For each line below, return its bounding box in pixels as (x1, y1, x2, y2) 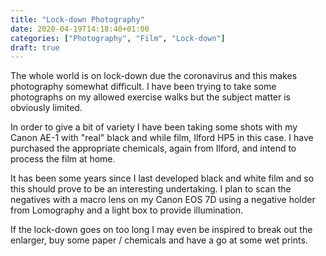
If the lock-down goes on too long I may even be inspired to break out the (10, 224, 313, 236)
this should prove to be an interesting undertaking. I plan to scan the (10, 183, 292, 195)
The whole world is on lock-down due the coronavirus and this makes (10, 70, 298, 82)
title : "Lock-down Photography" (10, 14, 145, 25)
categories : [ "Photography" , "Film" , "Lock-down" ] (10, 33, 226, 43)
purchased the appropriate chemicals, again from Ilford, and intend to (10, 142, 297, 155)
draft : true (10, 42, 60, 53)
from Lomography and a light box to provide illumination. (10, 204, 244, 216)
